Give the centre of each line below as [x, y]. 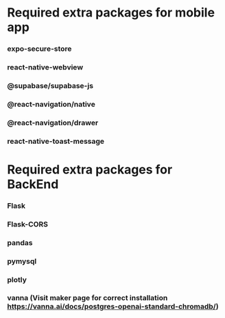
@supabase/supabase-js [50, 85]
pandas [20, 242]
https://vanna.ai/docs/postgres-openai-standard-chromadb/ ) [113, 306]
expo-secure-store [39, 49]
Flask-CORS [28, 224]
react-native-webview [45, 67]
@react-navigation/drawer [53, 123]
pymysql [22, 261]
